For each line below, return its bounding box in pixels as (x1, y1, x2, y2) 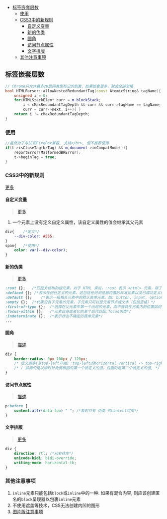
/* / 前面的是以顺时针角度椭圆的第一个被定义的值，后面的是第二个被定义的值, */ (14, 366, 160, 371)
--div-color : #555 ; (14, 234, 55, 239)
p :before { (5, 404, 28, 409)
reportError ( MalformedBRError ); (14, 150, 81, 155)
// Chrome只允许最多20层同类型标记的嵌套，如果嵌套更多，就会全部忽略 (5, 84, 133, 89)
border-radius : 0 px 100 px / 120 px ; (14, 356, 88, 361)
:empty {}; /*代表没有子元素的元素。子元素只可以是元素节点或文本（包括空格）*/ (5, 300, 156, 305)
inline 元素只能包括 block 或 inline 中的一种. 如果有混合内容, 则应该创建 (12, 490, 156, 496)
